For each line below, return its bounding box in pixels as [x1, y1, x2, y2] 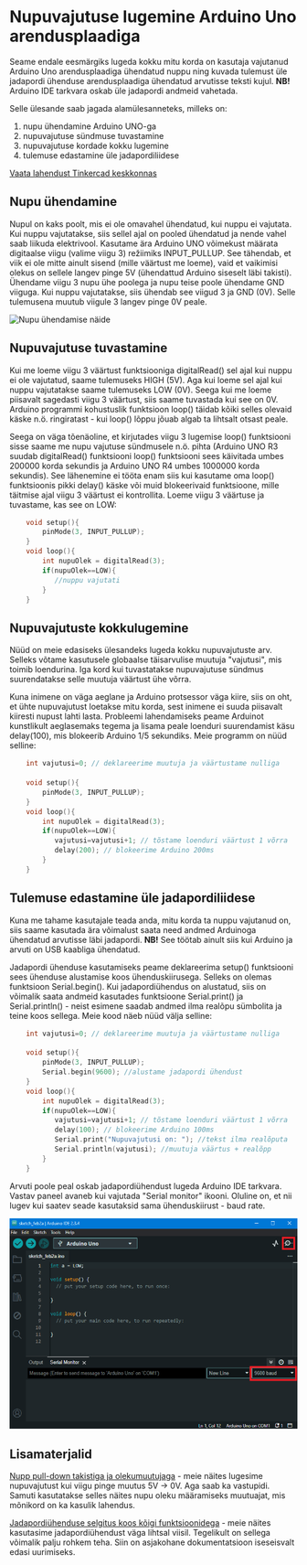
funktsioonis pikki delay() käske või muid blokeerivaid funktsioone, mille [9, 479, 280, 490]
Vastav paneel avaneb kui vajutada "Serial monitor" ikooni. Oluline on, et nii [9, 1190, 292, 1201]
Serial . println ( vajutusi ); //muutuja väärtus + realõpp [54, 1145, 272, 1154]
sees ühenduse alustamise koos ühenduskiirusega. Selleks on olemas [9, 971, 272, 982]
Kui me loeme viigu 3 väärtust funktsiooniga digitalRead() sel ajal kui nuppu [9, 364, 292, 376]
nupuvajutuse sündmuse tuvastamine [22, 130, 164, 141]
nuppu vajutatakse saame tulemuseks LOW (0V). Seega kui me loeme [9, 384, 272, 395]
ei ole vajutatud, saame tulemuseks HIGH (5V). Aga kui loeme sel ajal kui [9, 374, 283, 385]
